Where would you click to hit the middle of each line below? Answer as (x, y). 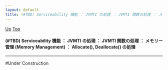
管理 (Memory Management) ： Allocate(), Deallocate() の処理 (70, 47)
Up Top (13, 28)
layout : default (22, 10)
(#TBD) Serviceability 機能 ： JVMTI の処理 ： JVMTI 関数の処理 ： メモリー (84, 41)
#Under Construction (27, 63)
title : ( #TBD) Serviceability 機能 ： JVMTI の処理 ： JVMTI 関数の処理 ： (81, 14)
